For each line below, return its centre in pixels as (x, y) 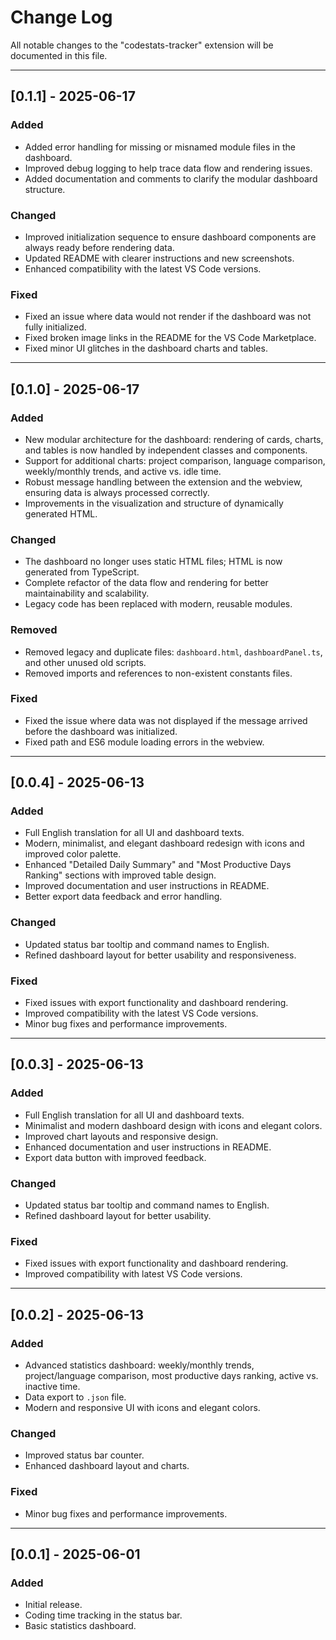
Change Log (61, 17)
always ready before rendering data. (99, 247)
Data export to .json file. (75, 1397)
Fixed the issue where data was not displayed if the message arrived (166, 720)
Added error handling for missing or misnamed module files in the (160, 147)
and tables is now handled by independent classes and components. (166, 450)
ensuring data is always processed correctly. (117, 492)
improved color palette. (73, 854)
